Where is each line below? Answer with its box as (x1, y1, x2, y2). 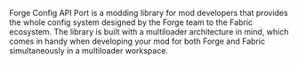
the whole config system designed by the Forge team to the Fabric (9, 17, 254, 28)
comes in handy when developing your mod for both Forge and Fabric (9, 36, 265, 46)
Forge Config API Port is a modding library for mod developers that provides (9, 8, 288, 18)
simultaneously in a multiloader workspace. (9, 45, 169, 56)
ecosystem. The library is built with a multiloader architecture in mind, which (9, 27, 289, 37)
